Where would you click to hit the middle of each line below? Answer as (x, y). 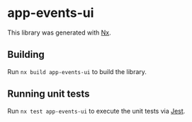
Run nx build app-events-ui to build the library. (77, 71)
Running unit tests (49, 94)
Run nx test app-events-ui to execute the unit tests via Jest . (96, 111)
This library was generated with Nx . (59, 32)
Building (26, 55)
